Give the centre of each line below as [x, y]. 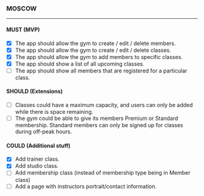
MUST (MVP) [23, 29]
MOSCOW [22, 9]
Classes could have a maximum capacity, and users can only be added [104, 105]
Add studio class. [37, 166]
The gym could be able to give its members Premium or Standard [97, 118]
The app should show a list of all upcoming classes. [80, 64]
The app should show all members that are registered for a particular [101, 71]
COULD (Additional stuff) [39, 145]
